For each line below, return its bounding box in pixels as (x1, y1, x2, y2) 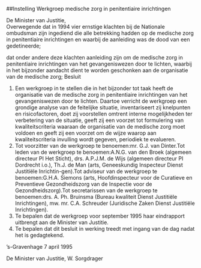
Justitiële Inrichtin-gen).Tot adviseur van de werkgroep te (14, 168, 158, 175)
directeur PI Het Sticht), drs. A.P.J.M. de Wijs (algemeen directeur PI (14, 155, 184, 162)
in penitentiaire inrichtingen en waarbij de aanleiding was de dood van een (6, 36, 190, 43)
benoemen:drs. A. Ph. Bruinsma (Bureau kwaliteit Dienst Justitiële (14, 193, 178, 200)
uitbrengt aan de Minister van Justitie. (14, 219, 109, 226)
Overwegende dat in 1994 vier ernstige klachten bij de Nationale (6, 23, 165, 30)
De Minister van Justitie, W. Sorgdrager (6, 255, 103, 262)
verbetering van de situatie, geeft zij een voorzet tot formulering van (14, 117, 184, 124)
